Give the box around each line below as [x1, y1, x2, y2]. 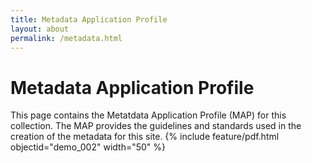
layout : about [10, 24, 70, 34]
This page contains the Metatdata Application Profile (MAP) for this [10, 109, 287, 121]
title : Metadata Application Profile [10, 14, 168, 25]
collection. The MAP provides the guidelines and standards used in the [10, 120, 302, 132]
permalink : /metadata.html [10, 33, 123, 43]
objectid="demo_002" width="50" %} [10, 141, 167, 153]
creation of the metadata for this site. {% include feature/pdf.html [10, 131, 280, 143]
